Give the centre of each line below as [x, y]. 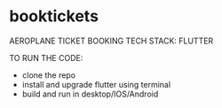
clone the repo [49, 75]
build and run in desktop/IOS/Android [90, 94]
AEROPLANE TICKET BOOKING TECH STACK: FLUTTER [111, 41]
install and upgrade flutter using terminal [96, 84]
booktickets [54, 16]
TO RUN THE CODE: [46, 58]
